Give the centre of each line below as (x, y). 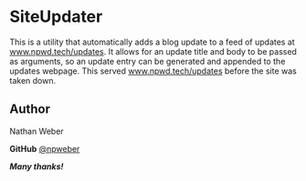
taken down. (33, 80)
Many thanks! (37, 166)
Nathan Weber (37, 131)
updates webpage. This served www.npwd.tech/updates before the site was (153, 71)
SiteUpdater (56, 17)
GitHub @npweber (45, 148)
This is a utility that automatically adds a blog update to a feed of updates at (152, 42)
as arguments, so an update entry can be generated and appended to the (148, 61)
